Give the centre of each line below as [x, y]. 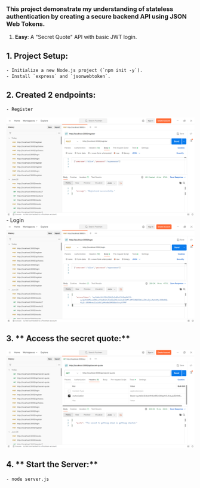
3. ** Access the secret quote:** [68, 338]
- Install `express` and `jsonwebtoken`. [59, 77]
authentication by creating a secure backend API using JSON [96, 16]
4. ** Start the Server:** [52, 464]
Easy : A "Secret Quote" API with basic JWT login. [76, 37]
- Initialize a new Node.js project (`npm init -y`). [75, 71]
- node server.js [28, 479]
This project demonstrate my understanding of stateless [90, 9]
